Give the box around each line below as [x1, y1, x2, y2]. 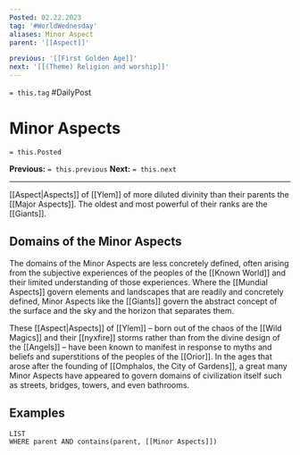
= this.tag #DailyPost [9, 87, 92, 97]
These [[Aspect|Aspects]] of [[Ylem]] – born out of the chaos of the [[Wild [9, 323, 283, 333]
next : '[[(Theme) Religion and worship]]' [9, 63, 170, 72]
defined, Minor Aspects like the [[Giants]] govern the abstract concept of [9, 296, 278, 307]
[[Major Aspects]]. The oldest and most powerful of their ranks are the [9, 198, 268, 209]
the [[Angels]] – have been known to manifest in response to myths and [9, 341, 272, 352]
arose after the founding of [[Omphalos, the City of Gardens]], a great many [9, 360, 287, 371]
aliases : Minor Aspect [9, 29, 94, 38]
